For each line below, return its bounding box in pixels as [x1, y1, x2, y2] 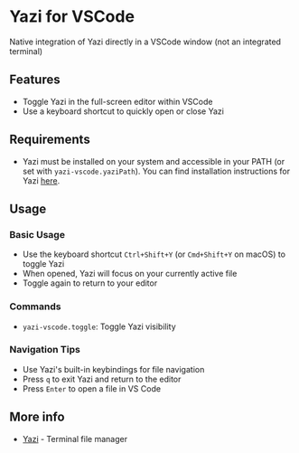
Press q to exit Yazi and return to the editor [22, 373, 182, 384]
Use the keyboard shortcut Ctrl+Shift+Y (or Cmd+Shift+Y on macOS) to [22, 249, 286, 260]
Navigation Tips [9, 344, 81, 356]
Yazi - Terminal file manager [22, 433, 128, 444]
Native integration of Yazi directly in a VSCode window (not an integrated [9, 36, 282, 47]
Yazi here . [22, 175, 61, 186]
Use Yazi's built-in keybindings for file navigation [22, 363, 205, 374]
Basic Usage [9, 228, 66, 241]
